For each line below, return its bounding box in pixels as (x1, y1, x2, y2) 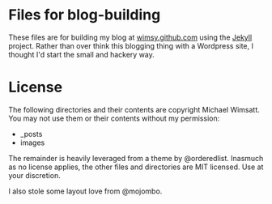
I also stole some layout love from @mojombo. (8, 186, 163, 196)
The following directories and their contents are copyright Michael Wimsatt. (8, 104, 261, 114)
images (19, 138, 45, 147)
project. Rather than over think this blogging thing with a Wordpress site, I (8, 40, 253, 50)
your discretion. (8, 170, 61, 180)
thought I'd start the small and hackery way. (8, 49, 155, 59)
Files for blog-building (8, 6, 161, 24)
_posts (19, 129, 43, 138)
